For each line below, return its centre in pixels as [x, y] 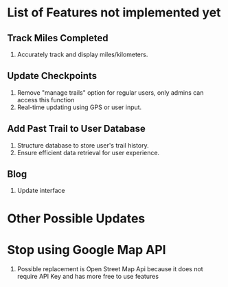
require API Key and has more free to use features [88, 276]
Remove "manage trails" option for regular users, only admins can [110, 92]
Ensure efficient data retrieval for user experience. [88, 152]
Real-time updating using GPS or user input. [79, 107]
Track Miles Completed [58, 38]
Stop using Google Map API [87, 250]
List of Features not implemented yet [114, 13]
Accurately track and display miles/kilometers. [82, 54]
